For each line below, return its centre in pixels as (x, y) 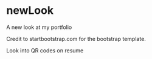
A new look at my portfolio (39, 27)
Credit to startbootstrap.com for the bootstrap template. (76, 39)
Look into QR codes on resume (45, 50)
